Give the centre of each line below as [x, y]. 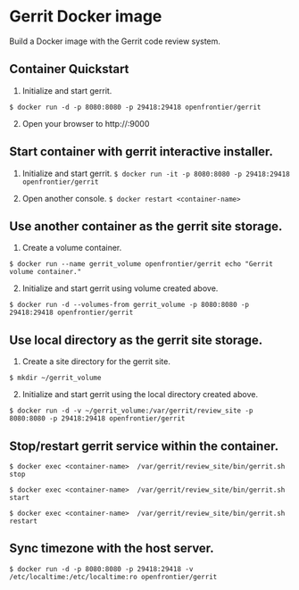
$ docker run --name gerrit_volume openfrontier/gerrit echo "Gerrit [141, 264]
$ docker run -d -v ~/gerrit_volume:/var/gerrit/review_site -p [131, 411]
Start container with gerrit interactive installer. [141, 152]
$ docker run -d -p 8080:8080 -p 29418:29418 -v [101, 569]
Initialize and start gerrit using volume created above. [120, 288]
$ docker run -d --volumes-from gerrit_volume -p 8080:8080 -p [129, 305]
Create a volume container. [72, 248]
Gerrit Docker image [86, 17]
